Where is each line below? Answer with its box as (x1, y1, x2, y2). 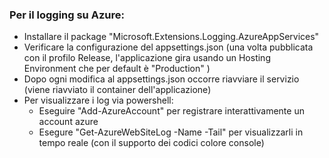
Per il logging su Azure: (9, 8, 125, 22)
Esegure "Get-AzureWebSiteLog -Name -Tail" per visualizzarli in (38, 126, 304, 138)
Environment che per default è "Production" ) (23, 63, 211, 75)
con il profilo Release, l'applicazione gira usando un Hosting (23, 52, 271, 64)
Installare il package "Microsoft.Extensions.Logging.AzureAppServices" (23, 31, 320, 43)
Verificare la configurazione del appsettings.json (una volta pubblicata (23, 41, 314, 53)
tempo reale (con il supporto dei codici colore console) (38, 137, 265, 149)
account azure (38, 116, 99, 128)
